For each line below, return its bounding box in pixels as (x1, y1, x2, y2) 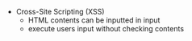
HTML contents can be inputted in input (27, 15, 161, 25)
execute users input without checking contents (27, 24, 184, 33)
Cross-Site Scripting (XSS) (15, 7, 105, 16)
